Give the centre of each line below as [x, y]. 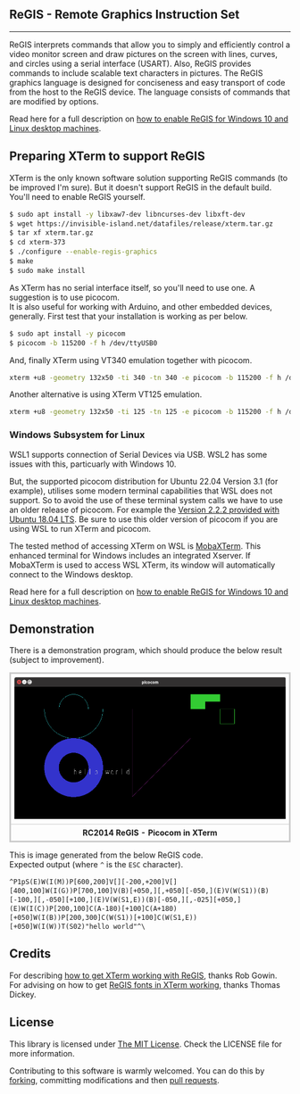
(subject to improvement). [57, 660]
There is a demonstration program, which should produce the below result [146, 651]
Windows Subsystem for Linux [77, 435]
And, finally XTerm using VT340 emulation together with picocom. [131, 360]
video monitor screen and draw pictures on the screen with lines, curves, [144, 54]
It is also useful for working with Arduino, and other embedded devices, [141, 306]
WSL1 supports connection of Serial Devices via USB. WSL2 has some [138, 454]
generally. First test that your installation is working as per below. [129, 316]
